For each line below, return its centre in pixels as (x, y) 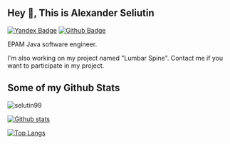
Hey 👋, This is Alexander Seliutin (81, 13)
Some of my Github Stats (64, 88)
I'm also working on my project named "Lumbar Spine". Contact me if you (115, 58)
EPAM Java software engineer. (52, 44)
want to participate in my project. (56, 66)
